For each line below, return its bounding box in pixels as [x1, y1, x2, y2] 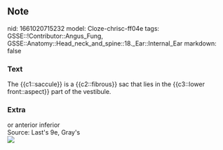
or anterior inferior [7, 121, 60, 129]
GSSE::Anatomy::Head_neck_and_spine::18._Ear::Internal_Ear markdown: [7, 39, 217, 48]
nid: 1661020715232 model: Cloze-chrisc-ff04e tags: [7, 24, 160, 32]
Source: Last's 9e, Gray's [7, 128, 81, 137]
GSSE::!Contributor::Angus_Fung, [7, 32, 104, 40]
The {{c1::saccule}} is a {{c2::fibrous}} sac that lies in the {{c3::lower [7, 80, 205, 88]
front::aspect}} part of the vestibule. [7, 88, 111, 96]
